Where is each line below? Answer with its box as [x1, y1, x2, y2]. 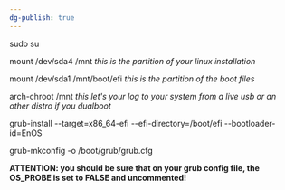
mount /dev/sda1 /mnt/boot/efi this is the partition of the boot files [9, 73, 255, 84]
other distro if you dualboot [9, 100, 111, 111]
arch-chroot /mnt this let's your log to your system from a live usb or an [9, 90, 277, 101]
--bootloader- [223, 118, 276, 128]
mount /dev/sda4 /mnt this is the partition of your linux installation [9, 55, 256, 66]
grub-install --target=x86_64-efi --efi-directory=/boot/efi [9, 118, 223, 128]
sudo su [9, 38, 40, 49]
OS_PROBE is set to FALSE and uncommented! [9, 172, 187, 183]
